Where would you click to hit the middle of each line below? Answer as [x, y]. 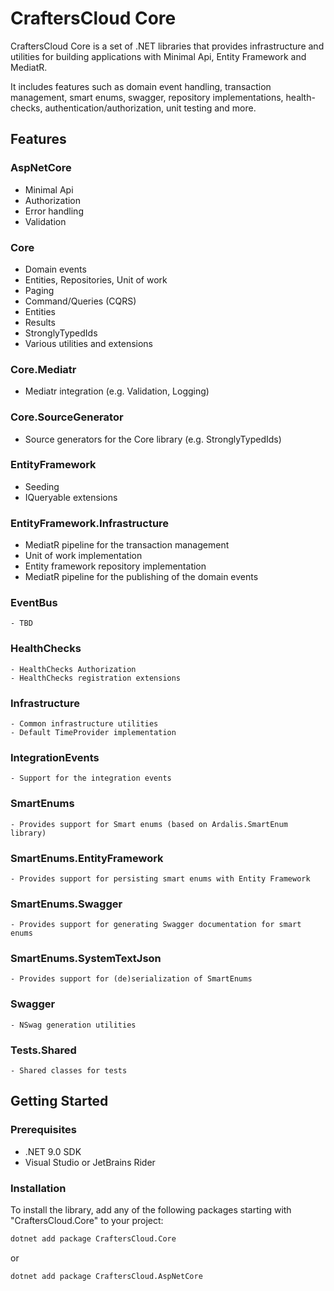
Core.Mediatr [43, 369]
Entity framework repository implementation [115, 566]
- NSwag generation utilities [73, 1025]
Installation [38, 1188]
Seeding [42, 486]
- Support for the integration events [91, 778]
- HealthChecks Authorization [73, 669]
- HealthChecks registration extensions [96, 678]
